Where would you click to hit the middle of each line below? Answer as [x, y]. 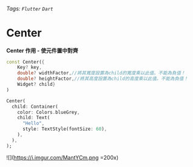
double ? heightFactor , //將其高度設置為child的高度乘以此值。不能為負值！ [103, 79]
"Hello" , [33, 123]
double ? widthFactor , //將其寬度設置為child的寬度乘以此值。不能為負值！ [101, 73]
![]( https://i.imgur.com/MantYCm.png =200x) [63, 157]
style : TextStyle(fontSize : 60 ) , [65, 129]
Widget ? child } [36, 85]
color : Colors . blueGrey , [49, 112]
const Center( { [25, 62]
